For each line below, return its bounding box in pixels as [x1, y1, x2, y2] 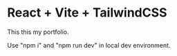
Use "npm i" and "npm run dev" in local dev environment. [7, 41, 171, 49]
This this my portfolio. [7, 28, 69, 36]
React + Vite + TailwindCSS [7, 5, 167, 21]
